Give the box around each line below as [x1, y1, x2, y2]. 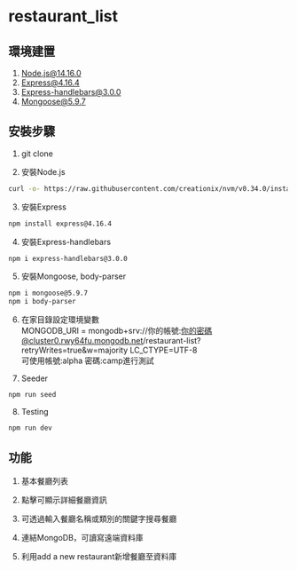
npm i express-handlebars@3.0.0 [8, 254, 128, 263]
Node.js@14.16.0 [20, 68, 82, 78]
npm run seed [8, 391, 57, 400]
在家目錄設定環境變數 [20, 314, 99, 325]
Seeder [20, 373, 49, 384]
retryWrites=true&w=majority [20, 344, 129, 356]
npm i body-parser [8, 297, 76, 306]
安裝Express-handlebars [20, 236, 112, 247]
